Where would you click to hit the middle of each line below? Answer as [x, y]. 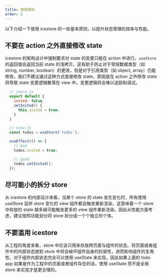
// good [21, 159]
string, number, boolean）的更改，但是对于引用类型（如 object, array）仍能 [81, 70]
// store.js [22, 92]
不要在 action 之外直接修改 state [54, 45]
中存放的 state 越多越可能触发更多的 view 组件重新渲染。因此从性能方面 [77, 210]
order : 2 [14, 14]
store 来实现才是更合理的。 [32, 270]
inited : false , [29, 101]
